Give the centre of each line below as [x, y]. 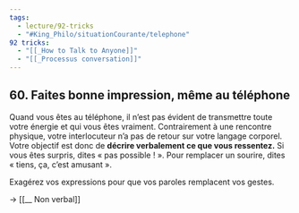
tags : [19, 17]
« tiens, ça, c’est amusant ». [60, 164]
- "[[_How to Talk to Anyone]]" [78, 51]
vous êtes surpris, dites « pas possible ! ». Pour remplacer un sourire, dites [147, 155]
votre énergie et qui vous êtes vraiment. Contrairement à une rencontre [141, 126]
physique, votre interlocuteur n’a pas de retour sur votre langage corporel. [146, 136]
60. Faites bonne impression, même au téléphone [150, 95]
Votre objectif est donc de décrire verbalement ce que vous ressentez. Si [147, 145]
